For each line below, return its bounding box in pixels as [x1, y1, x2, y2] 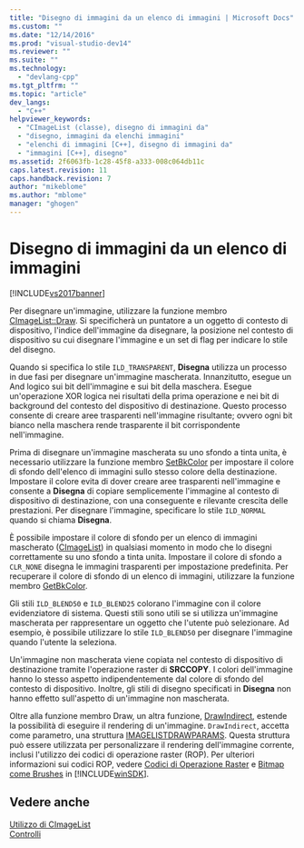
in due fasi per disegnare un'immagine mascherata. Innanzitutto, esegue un [9, 371, 292, 382]
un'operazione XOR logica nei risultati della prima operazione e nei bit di [9, 390, 279, 401]
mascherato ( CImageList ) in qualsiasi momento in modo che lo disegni [9, 542, 272, 553]
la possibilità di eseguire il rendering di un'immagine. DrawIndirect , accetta [9, 720, 289, 731]
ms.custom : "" [9, 22, 64, 31]
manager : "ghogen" [9, 199, 79, 209]
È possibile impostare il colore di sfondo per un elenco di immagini [9, 532, 258, 543]
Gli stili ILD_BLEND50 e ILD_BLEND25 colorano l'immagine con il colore [9, 597, 261, 609]
